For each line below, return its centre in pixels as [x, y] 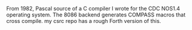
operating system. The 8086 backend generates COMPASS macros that [96, 15]
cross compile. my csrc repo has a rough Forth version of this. [84, 21]
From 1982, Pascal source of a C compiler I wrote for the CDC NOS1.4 [93, 9]
